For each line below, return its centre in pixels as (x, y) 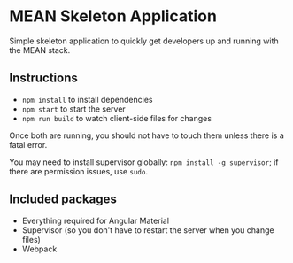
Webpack (39, 249)
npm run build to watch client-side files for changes (117, 118)
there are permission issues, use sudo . (79, 171)
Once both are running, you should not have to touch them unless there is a (147, 135)
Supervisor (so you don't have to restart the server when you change (148, 230)
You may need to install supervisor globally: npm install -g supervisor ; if (144, 162)
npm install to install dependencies (87, 99)
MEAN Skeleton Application (113, 16)
